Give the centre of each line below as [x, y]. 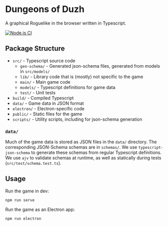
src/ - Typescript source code [44, 61]
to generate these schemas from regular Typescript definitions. [96, 153]
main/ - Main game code [45, 82]
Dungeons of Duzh [45, 9]
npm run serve [20, 200]
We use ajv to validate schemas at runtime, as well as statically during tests [83, 158]
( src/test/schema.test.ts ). [33, 163]
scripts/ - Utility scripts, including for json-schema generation [77, 119]
